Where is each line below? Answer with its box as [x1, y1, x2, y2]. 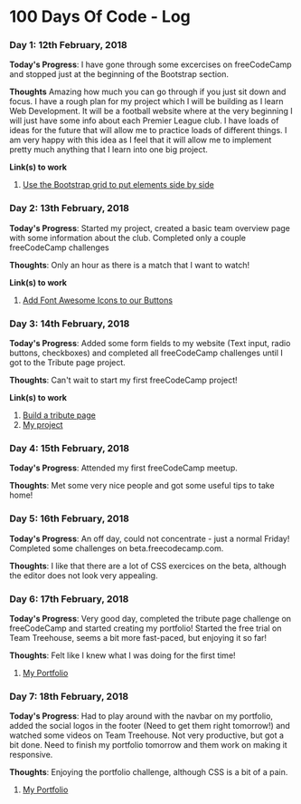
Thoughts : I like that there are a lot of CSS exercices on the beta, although [9, 560, 287, 571]
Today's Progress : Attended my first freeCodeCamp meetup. [9, 462, 238, 473]
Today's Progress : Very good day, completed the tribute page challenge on [9, 613, 292, 624]
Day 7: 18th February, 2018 [9, 690, 129, 702]
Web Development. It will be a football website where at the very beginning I [9, 106, 293, 117]
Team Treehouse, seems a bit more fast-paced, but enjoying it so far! [9, 632, 268, 643]
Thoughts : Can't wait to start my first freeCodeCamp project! [9, 374, 238, 386]
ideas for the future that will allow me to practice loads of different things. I [9, 125, 287, 136]
